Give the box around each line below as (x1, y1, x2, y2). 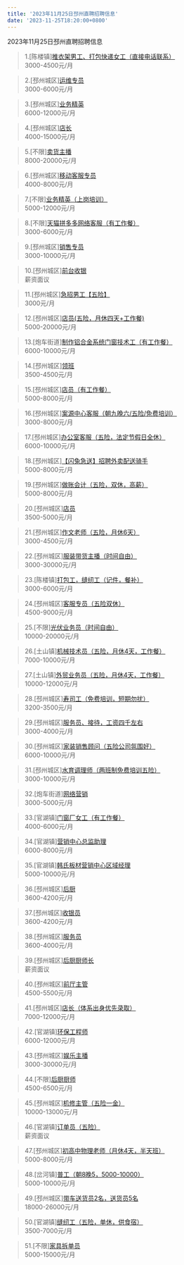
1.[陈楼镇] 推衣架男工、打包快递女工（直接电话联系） (24, 52, 176, 61)
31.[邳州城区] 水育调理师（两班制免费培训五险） (24, 765, 161, 774)
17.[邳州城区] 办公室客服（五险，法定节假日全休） (24, 433, 166, 441)
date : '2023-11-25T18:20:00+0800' (7, 17, 109, 24)
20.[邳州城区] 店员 (24, 504, 76, 512)
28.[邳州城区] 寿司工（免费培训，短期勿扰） (24, 694, 150, 703)
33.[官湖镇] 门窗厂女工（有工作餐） (24, 813, 125, 822)
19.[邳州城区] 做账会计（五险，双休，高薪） (24, 480, 149, 488)
